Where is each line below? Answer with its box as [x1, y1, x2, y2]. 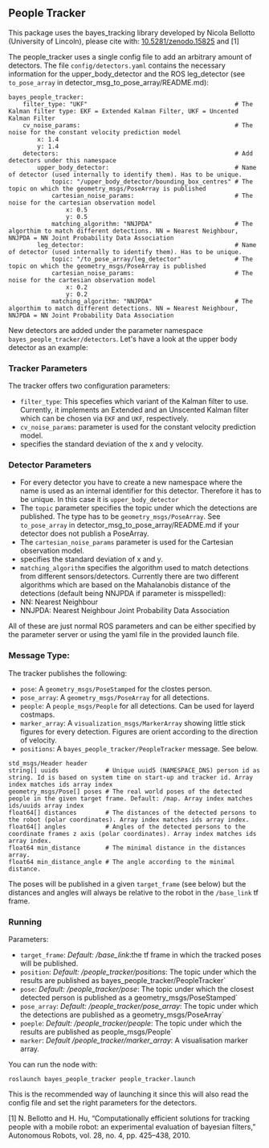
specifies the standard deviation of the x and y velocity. [19, 439, 204, 449]
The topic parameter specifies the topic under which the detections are [19, 503, 258, 513]
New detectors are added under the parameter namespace [8, 325, 203, 335]
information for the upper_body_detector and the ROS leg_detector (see [8, 68, 246, 79]
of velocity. [19, 735, 58, 745]
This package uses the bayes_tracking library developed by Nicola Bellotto [8, 27, 255, 37]
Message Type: [8, 650, 71, 661]
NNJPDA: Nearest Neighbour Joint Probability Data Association [19, 606, 230, 615]
